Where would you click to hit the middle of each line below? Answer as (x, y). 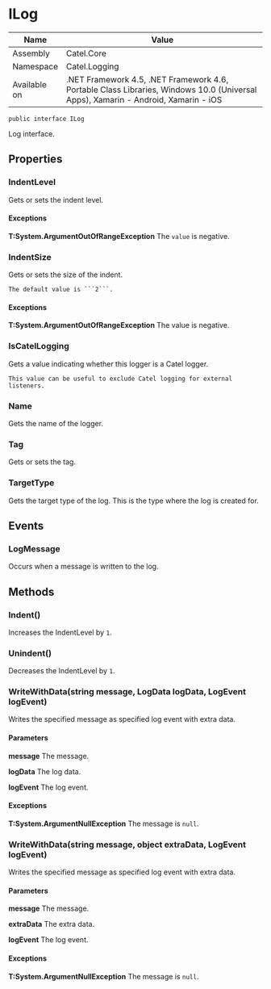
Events (26, 526)
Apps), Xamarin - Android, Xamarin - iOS (144, 99)
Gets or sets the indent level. (56, 199)
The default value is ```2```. (61, 290)
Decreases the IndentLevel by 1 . (62, 671)
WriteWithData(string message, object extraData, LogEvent (127, 844)
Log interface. (31, 133)
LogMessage (34, 548)
